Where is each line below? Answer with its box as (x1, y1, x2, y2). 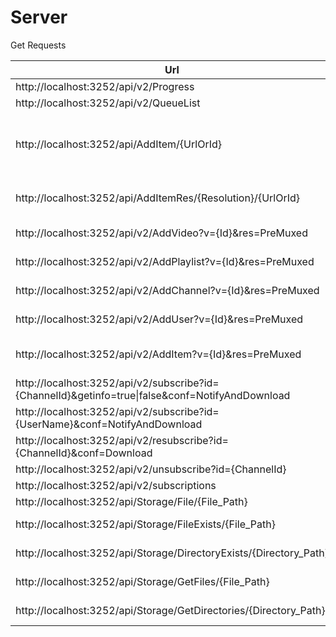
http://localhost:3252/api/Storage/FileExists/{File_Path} (15, 517, 276, 531)
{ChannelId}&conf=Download (15, 446, 153, 460)
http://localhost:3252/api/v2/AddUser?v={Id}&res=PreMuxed (15, 312, 304, 326)
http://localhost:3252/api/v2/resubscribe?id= (15, 433, 229, 447)
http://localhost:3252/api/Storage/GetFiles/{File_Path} (15, 574, 270, 588)
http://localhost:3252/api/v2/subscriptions (15, 478, 217, 492)
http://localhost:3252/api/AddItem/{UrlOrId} (15, 137, 223, 151)
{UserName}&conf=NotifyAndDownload (15, 417, 203, 431)
